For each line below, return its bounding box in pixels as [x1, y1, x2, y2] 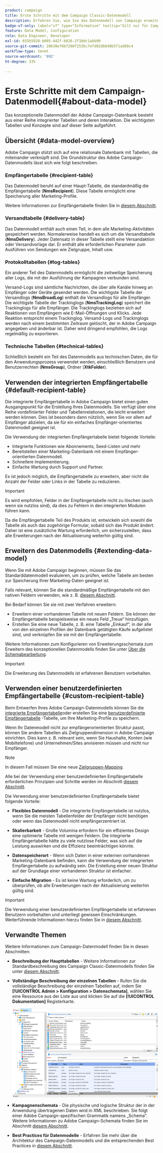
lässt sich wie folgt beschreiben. [33, 160, 98, 165]
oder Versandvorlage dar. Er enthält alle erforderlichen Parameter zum [5, 241, 146, 247]
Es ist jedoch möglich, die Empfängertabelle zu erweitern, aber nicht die [5, 474, 149, 479]
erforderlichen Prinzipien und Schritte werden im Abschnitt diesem [5, 778, 138, 784]
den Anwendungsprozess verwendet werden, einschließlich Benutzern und [5, 359, 155, 365]
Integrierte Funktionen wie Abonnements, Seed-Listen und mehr [12, 444, 141, 449]
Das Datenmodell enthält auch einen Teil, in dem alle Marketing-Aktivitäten [5, 226, 154, 232]
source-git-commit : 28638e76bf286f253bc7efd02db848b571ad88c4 [5, 44, 133, 49]
